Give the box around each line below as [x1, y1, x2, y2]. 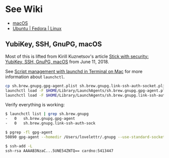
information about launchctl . [5, 74, 65, 80]
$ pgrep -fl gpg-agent [5, 130, 53, 135]
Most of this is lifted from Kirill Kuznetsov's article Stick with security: [5, 53, 149, 59]
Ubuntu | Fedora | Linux [12, 25, 62, 31]
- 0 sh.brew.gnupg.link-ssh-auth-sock [5, 121, 96, 126]
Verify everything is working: [5, 102, 65, 108]
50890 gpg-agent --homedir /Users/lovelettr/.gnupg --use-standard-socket [5, 134, 165, 139]
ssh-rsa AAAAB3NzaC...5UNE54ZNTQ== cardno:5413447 [5, 148, 114, 153]
